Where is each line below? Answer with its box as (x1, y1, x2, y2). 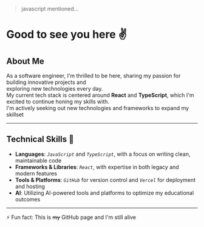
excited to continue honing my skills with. (6, 98, 110, 105)
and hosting (15, 183, 46, 190)
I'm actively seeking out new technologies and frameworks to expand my (6, 105, 189, 111)
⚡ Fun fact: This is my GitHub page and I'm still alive (6, 213, 137, 221)
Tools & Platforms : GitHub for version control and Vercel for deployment (15, 176, 196, 183)
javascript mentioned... (21, 5, 79, 12)
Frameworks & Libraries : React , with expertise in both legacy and (15, 163, 179, 170)
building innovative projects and (6, 79, 86, 86)
